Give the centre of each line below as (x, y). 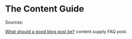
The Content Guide (45, 9)
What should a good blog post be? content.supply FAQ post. (66, 31)
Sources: (14, 22)
